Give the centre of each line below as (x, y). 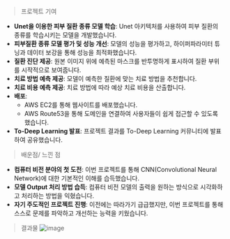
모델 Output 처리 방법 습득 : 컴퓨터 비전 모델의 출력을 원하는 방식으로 (106, 187)
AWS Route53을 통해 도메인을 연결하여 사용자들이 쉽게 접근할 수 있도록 (121, 114)
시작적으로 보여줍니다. (51, 70)
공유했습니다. (45, 140)
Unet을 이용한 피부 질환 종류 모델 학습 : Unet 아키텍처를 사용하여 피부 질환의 (116, 27)
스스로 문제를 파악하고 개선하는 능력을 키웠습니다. (81, 213)
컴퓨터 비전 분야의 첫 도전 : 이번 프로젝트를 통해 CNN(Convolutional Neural (115, 170)
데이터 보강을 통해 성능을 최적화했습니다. (82, 52)
